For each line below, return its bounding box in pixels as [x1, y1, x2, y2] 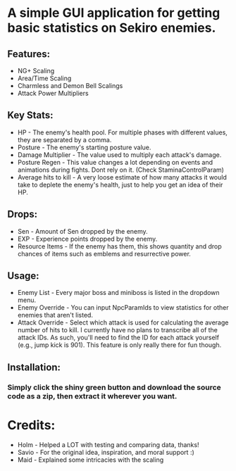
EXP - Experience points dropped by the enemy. [17, 234, 158, 243]
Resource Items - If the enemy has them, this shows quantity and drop [17, 241, 222, 251]
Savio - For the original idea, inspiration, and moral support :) [17, 448, 195, 456]
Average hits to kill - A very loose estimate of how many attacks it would [17, 172, 228, 181]
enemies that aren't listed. [17, 311, 94, 320]
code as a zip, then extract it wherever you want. [7, 391, 178, 401]
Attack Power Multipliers [17, 89, 89, 97]
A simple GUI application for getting [7, 5, 221, 21]
